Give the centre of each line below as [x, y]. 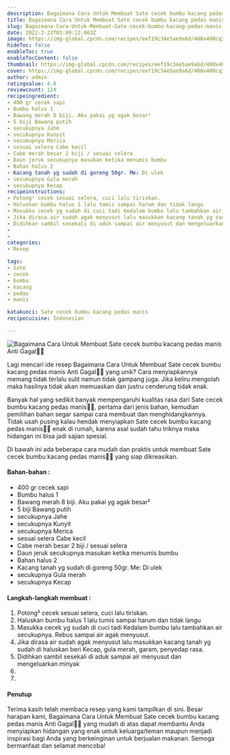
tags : [15, 262]
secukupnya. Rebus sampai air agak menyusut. [84, 635]
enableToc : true [30, 52]
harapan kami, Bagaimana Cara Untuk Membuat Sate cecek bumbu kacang [113, 717]
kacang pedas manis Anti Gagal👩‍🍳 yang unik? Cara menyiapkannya [102, 371]
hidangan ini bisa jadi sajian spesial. [57, 436]
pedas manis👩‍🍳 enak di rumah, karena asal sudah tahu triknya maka [103, 428]
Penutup [20, 694]
